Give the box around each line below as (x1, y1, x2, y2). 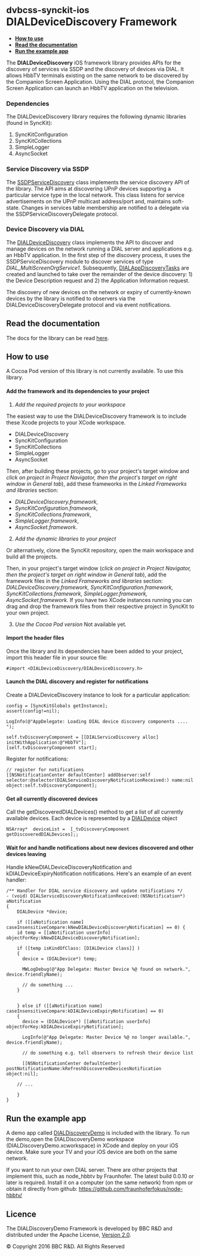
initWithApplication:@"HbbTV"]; (6, 739, 87, 745)
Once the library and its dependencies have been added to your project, (6, 647, 184, 655)
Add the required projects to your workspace (14, 401, 126, 408)
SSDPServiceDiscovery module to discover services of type (6, 258, 154, 265)
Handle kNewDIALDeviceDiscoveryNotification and (6, 864, 132, 871)
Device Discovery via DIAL (6, 225, 85, 234)
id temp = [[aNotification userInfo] (17, 930, 111, 936)
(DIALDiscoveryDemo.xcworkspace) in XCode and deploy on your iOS (6, 1142, 179, 1149)
